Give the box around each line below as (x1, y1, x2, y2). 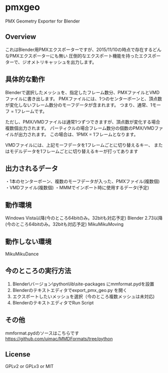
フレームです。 (17, 108, 48, 114)
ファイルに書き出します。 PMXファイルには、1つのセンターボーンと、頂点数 (5, 96, 162, 102)
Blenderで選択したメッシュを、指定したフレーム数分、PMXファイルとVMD (5, 89, 160, 95)
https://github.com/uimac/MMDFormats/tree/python (5, 335, 113, 341)
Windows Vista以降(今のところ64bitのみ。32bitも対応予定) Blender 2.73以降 (5, 215, 163, 221)
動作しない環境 (5, 237, 52, 246)
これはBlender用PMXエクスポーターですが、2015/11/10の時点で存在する (5, 47, 153, 53)
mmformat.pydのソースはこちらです (5, 330, 79, 336)
